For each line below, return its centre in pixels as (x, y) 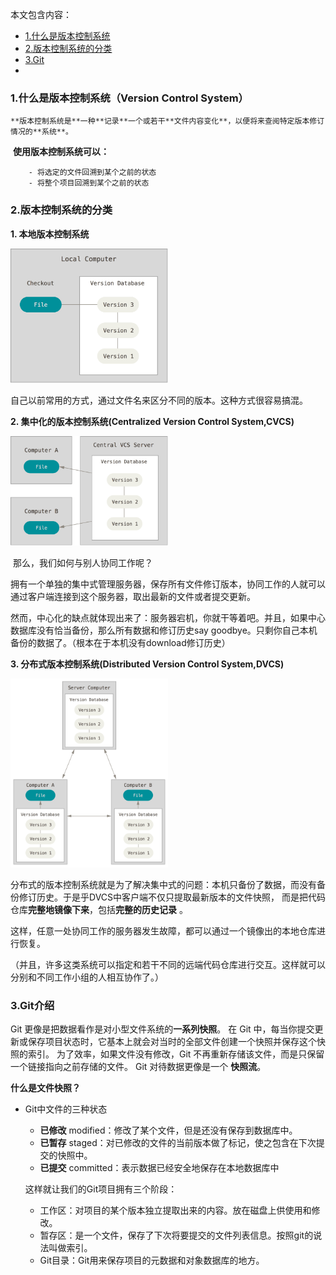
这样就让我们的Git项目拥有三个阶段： (101, 1189)
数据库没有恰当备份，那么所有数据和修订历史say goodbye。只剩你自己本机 (164, 630)
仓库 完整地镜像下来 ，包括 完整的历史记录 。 (99, 909)
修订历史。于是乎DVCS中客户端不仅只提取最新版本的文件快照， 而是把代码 (172, 897)
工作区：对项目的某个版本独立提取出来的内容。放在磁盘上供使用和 (175, 1210)
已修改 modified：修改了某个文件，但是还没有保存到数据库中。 (168, 1130)
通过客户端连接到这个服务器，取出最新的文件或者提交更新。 (133, 596)
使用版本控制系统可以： (61, 152)
